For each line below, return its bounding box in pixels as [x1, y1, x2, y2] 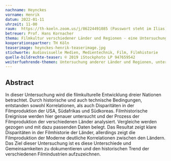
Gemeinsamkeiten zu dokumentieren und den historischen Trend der [5, 146, 150, 152]
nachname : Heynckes [5, 7, 47, 13]
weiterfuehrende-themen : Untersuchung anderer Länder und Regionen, [5, 59, 154, 65]
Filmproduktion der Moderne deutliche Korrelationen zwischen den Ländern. [5, 135, 166, 141]
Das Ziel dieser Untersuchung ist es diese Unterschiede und [5, 140, 131, 146]
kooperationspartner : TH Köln [5, 41, 70, 46]
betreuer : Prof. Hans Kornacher [5, 31, 74, 36]
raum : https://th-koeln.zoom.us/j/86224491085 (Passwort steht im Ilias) [5, 26, 167, 31]
